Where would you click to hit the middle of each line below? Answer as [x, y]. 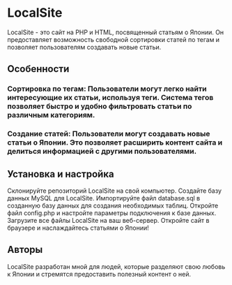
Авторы [25, 250]
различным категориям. [51, 115]
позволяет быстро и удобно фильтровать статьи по [100, 106]
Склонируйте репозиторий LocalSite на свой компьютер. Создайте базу [114, 191]
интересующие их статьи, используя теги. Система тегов [110, 98]
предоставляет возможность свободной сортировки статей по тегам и [114, 39]
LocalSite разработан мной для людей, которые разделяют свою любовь [116, 266]
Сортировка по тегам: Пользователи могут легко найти [107, 89]
